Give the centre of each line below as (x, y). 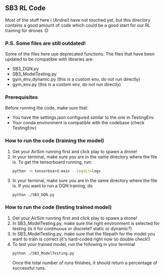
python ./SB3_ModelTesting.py (43, 253)
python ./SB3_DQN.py (33, 195)
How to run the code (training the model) (55, 141)
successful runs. (29, 268)
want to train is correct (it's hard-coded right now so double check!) (81, 239)
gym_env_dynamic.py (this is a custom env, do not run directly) (76, 79)
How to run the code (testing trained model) (58, 207)
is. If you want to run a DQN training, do (52, 186)
